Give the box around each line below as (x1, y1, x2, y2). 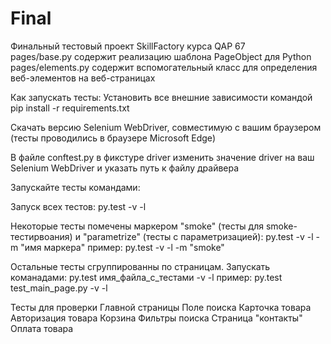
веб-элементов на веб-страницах (10, 72, 156, 84)
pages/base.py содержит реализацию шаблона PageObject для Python (10, 50, 312, 62)
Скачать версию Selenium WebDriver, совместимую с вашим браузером (10, 121, 322, 133)
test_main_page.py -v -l (10, 282, 108, 294)
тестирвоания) (10, 230, 73, 242)
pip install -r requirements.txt (10, 102, 130, 114)
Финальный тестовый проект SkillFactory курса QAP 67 (10, 40, 246, 52)
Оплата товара (10, 322, 74, 334)
